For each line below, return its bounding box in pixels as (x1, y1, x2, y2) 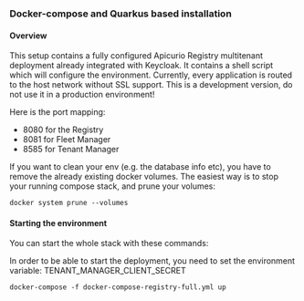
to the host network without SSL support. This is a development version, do (9, 79, 293, 90)
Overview (9, 30, 47, 41)
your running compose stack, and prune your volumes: (9, 181, 216, 192)
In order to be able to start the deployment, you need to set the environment (9, 255, 295, 266)
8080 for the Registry (22, 124, 104, 135)
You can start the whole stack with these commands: (9, 238, 209, 249)
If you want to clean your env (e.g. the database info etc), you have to (9, 161, 271, 172)
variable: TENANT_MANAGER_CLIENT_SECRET (9, 265, 187, 276)
